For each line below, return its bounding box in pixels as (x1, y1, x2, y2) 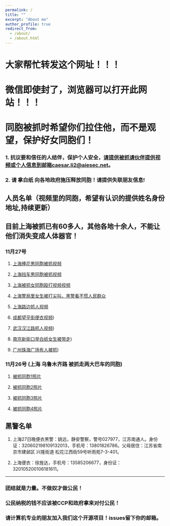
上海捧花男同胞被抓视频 (12, 261, 62, 267)
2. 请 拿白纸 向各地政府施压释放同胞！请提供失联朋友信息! (5, 177, 145, 184)
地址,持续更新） (5, 203, 55, 212)
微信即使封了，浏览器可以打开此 (5, 84, 139, 96)
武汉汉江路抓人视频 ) (12, 325, 55, 331)
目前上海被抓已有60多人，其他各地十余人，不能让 (5, 222, 160, 231)
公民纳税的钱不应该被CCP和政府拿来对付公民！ (5, 500, 120, 507)
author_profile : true (5, 21, 51, 27)
